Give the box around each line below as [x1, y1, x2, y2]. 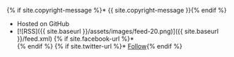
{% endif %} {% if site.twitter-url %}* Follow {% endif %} [16, 42, 183, 50]
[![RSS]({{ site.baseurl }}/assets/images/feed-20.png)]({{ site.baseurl [16, 27, 219, 35]
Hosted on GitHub [16, 20, 70, 27]
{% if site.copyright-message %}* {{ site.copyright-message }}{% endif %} [6, 6, 227, 14]
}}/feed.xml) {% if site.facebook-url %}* [16, 34, 135, 43]
